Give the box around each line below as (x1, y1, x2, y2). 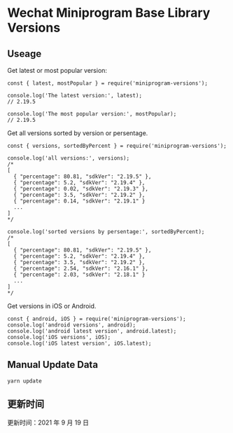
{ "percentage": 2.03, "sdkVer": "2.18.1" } (13, 271, 146, 278)
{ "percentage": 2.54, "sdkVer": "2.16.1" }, (13, 265, 149, 272)
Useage (7, 48, 42, 60)
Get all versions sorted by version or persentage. (7, 129, 148, 137)
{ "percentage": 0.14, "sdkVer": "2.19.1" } (13, 198, 146, 205)
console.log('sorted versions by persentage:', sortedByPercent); (7, 228, 205, 235)
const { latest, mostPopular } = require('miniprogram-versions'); (7, 80, 209, 87)
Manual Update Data (7, 359, 99, 371)
